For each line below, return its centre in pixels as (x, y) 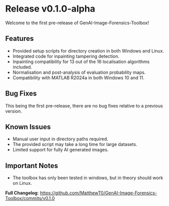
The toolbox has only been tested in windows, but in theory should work (88, 178)
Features (19, 39)
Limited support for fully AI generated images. (60, 150)
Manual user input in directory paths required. (60, 139)
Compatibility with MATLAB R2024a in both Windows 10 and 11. (78, 78)
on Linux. (22, 183)
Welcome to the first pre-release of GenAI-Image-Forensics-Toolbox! (77, 23)
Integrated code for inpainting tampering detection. (66, 56)
